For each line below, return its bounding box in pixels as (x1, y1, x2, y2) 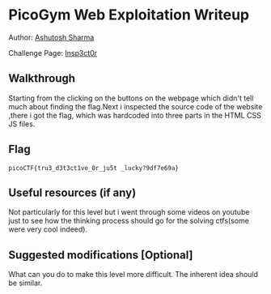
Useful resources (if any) (8, 185, 137, 199)
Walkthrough (8, 71, 75, 86)
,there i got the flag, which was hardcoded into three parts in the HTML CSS (8, 110, 261, 120)
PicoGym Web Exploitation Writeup (8, 6, 249, 24)
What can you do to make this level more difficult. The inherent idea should (8, 270, 259, 279)
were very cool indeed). (8, 224, 87, 234)
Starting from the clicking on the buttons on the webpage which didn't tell (8, 93, 254, 103)
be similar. (8, 278, 43, 288)
